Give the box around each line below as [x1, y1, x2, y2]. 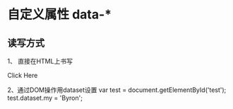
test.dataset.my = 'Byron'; [7, 93, 83, 102]
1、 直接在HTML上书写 [7, 57, 73, 65]
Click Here [7, 71, 38, 79]
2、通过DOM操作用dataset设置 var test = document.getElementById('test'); [7, 86, 227, 94]
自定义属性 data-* [7, 6, 112, 23]
